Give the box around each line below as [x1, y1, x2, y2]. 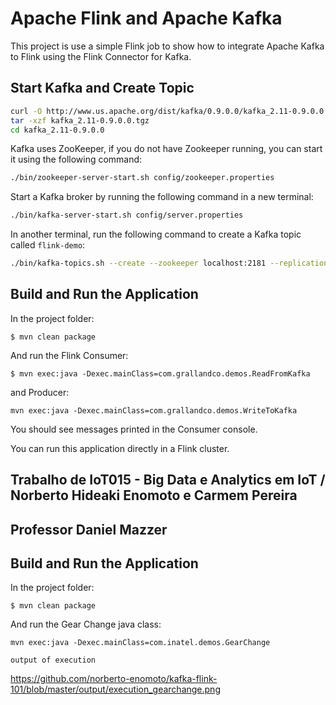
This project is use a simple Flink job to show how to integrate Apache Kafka [10, 40, 325, 52]
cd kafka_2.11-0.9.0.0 [10, 125, 105, 135]
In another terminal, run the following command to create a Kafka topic [10, 228, 302, 241]
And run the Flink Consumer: [10, 349, 129, 361]
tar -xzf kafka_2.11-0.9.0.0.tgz [10, 115, 150, 126]
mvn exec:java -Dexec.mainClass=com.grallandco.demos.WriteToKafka [10, 405, 298, 416]
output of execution [10, 655, 97, 666]
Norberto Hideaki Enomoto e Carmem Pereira [10, 487, 298, 504]
